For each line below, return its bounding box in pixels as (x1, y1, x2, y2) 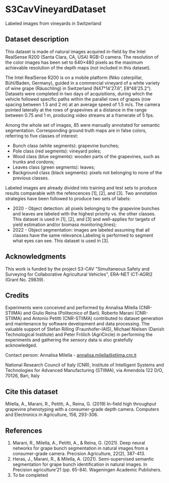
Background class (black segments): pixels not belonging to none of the (12, 169, 162, 175)
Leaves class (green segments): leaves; (12, 164, 95, 170)
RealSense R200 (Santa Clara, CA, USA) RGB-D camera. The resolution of (5, 54, 159, 60)
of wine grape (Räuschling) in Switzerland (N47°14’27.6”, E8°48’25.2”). (5, 85, 152, 91)
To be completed (12, 472, 48, 478)
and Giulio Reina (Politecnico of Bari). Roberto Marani (23, 310, 134, 316)
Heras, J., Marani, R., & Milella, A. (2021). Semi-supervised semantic (12, 456, 154, 462)
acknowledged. (5, 342, 37, 348)
